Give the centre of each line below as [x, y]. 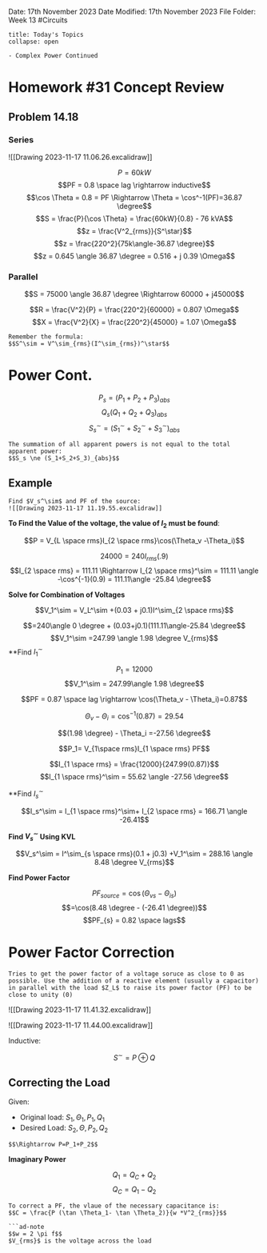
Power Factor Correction [92, 953]
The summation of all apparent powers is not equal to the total [119, 444]
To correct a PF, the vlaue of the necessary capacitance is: [114, 1206]
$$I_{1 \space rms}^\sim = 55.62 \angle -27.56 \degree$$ [134, 777]
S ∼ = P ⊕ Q [134, 1057]
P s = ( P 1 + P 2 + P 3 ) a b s [134, 398]
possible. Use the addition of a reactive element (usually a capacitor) [134, 981]
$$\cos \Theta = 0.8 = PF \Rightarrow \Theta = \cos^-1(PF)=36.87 [134, 197]
